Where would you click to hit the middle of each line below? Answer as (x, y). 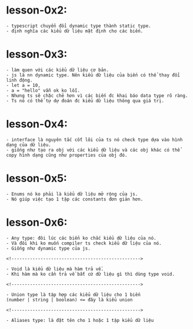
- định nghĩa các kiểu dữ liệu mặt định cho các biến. (75, 31)
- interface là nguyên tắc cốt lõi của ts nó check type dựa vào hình (94, 140)
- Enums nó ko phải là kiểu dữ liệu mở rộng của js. (72, 194)
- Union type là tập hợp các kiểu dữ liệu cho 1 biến (74, 294)
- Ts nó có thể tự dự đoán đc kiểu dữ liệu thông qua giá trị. (85, 100)
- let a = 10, (24, 85)
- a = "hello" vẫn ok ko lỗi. (43, 90)
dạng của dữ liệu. (29, 145)
